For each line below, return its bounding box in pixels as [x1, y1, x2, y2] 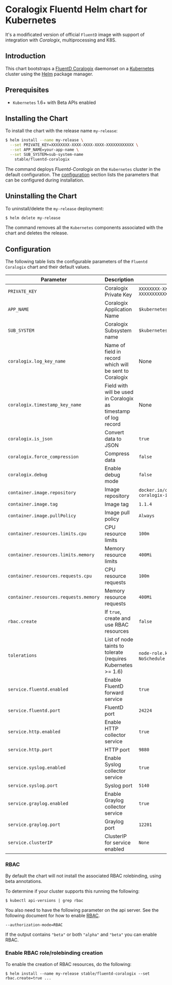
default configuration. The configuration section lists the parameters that [5, 171, 159, 177]
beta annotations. [5, 878, 42, 884]
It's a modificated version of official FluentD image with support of [5, 31, 145, 37]
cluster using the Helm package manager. [5, 71, 94, 77]
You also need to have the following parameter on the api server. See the [5, 907, 159, 913]
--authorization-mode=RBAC [5, 922, 63, 928]
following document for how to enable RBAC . [5, 912, 100, 918]
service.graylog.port [8, 822, 60, 828]
